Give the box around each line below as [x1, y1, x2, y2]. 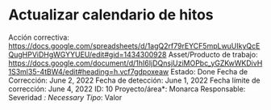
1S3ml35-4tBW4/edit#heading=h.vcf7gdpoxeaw [8, 66, 169, 76]
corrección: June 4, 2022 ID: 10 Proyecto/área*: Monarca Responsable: [8, 83, 246, 94]
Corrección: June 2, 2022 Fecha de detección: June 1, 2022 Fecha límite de [8, 75, 261, 85]
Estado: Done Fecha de [170, 66, 248, 76]
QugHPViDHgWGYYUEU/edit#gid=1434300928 [8, 49, 167, 59]
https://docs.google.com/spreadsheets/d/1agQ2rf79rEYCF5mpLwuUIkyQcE [8, 40, 261, 50]
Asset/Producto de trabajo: [168, 49, 258, 59]
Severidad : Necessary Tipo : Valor [8, 92, 123, 102]
